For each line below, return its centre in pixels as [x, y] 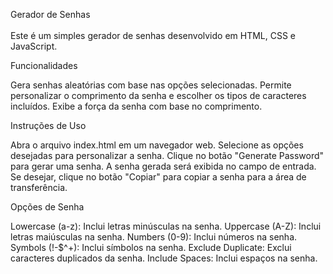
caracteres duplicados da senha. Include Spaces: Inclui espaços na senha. [164, 258]
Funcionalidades [44, 65]
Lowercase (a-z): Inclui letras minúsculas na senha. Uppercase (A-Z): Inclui [166, 226]
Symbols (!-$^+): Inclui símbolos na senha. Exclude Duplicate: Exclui [151, 247]
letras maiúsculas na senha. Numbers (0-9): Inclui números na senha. [154, 237]
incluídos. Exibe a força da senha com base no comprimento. [136, 106]
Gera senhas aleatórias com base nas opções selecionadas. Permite [151, 85]
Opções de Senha [47, 207]
